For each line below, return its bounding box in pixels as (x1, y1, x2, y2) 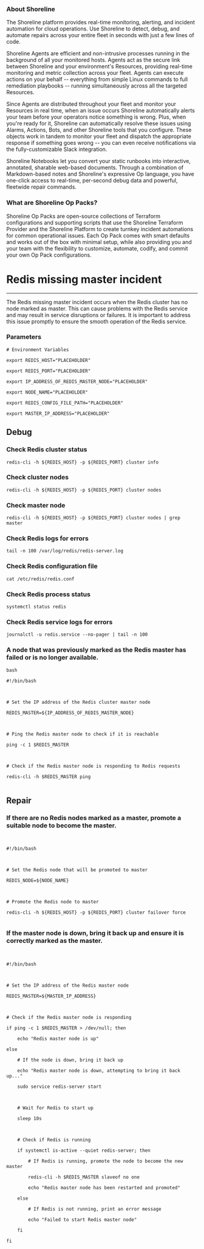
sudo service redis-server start (17, 1084, 102, 1090)
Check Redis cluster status (6, 445, 87, 454)
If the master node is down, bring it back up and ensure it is (6, 929, 184, 938)
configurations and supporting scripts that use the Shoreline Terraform (6, 218, 183, 226)
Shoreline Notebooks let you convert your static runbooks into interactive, (6, 158, 191, 165)
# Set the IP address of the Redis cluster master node (6, 699, 151, 705)
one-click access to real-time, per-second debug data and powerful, (6, 177, 178, 184)
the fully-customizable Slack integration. (6, 145, 107, 153)
